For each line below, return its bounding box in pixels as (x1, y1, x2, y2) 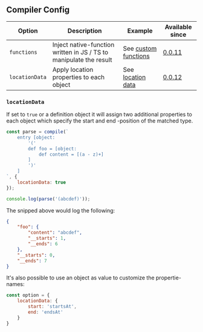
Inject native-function (52, 40, 115, 49)
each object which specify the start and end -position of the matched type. (6, 117, 193, 124)
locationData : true (17, 179, 66, 185)
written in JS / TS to (52, 48, 109, 56)
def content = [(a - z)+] (38, 151, 104, 158)
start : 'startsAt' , (28, 304, 77, 310)
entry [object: (17, 134, 56, 141)
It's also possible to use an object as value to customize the (6, 274, 155, 281)
